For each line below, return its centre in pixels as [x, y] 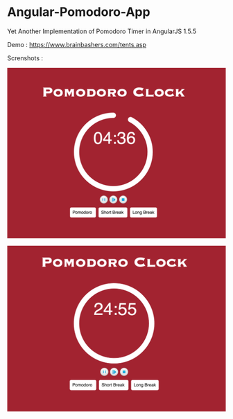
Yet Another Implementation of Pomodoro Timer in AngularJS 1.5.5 [102, 31]
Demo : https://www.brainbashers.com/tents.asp [77, 44]
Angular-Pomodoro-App [79, 12]
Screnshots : [25, 58]
